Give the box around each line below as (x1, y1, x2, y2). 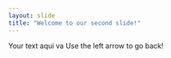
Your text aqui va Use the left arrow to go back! (8, 41, 164, 50)
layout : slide (8, 11, 56, 20)
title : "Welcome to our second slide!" (8, 19, 141, 27)
